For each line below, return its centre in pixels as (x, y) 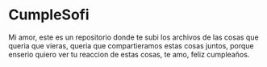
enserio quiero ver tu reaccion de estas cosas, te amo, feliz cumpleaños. (129, 54)
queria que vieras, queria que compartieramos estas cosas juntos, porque (131, 45)
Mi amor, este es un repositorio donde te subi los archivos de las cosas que (134, 37)
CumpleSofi (49, 15)
